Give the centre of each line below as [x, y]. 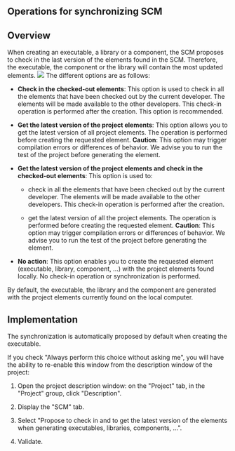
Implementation [43, 319]
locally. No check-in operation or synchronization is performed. [109, 276]
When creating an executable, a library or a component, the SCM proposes [116, 53]
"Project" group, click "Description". [69, 393]
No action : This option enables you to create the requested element [115, 262]
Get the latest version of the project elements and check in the [110, 168]
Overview [29, 35]
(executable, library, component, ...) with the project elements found [116, 269]
